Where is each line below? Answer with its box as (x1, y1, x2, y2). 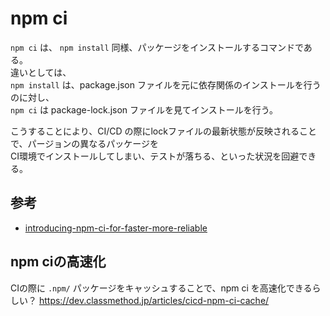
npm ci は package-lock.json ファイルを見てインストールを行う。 (10, 103, 278, 116)
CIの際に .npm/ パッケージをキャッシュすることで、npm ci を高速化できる (10, 282, 313, 294)
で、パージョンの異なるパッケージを (10, 137, 159, 149)
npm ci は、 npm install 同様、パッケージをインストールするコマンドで (10, 41, 304, 53)
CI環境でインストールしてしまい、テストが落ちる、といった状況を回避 (10, 150, 300, 162)
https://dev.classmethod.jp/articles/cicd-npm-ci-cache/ (38, 294, 270, 306)
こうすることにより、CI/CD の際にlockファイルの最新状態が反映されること (10, 125, 317, 137)
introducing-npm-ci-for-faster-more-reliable (24, 222, 208, 234)
